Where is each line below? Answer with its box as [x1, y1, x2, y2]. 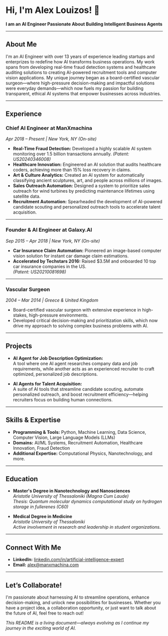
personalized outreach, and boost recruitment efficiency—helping [12, 391, 149, 397]
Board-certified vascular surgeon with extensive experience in [12, 307, 142, 313]
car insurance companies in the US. [12, 263, 87, 269]
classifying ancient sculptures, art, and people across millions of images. [12, 177, 163, 184]
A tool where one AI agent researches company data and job [12, 360, 138, 366]
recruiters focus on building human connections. [12, 396, 113, 402]
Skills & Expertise [5, 416, 61, 424]
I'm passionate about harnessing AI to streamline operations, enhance [5, 594, 150, 601]
